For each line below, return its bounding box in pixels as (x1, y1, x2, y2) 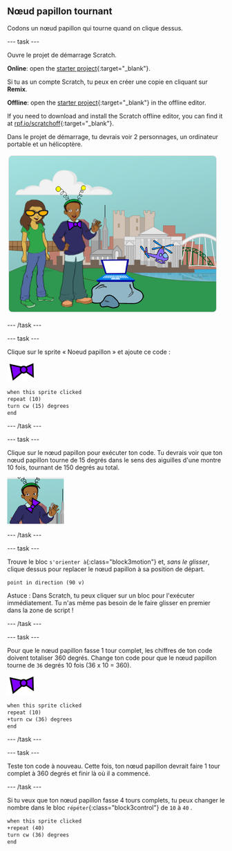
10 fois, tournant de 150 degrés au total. (7, 463, 120, 472)
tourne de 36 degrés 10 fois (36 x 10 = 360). (7, 661, 132, 669)
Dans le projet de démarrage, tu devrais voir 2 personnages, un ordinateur (7, 132, 219, 141)
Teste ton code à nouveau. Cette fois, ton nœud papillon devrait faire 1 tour (7, 762, 221, 770)
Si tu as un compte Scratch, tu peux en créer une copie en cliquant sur (7, 78, 209, 86)
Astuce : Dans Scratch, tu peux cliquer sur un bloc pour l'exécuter (7, 591, 195, 600)
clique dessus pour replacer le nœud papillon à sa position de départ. (7, 564, 205, 573)
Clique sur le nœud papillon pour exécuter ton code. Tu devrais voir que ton (7, 448, 223, 456)
